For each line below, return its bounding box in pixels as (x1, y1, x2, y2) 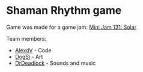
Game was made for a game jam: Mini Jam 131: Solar (6, 23, 137, 31)
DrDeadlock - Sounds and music (14, 59, 96, 67)
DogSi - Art (14, 53, 43, 60)
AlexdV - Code (14, 46, 52, 54)
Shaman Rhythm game (6, 4, 122, 17)
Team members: (6, 35, 47, 42)
